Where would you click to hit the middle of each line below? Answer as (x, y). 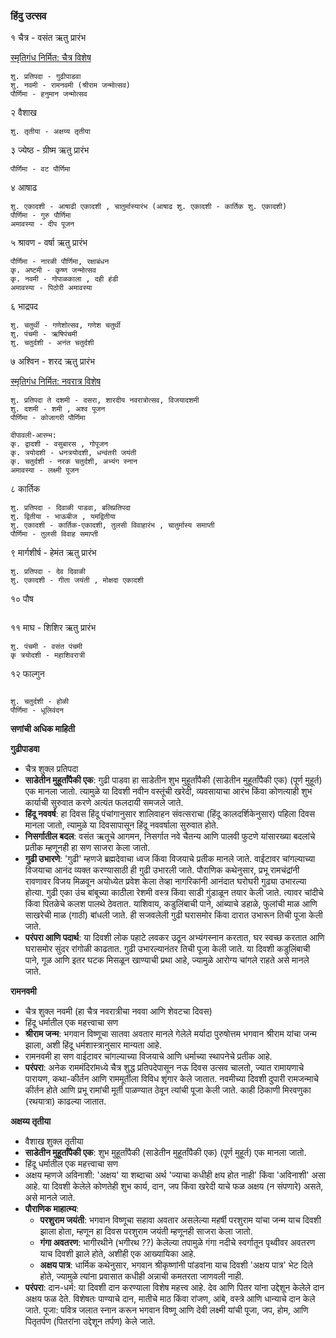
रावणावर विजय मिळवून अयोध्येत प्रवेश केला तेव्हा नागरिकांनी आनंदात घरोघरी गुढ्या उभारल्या (165, 881)
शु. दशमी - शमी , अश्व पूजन (58, 409)
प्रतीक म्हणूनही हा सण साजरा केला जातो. (87, 848)
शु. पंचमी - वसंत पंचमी (46, 647)
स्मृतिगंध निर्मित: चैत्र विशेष (51, 58)
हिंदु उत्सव (28, 16)
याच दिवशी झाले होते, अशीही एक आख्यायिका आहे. (118, 1254)
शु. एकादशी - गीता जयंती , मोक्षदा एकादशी (77, 580)
